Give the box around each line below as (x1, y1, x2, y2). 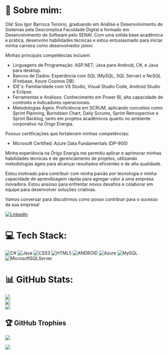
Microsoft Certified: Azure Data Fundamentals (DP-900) (12, 140, 128, 146)
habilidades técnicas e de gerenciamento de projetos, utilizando (5, 155, 137, 161)
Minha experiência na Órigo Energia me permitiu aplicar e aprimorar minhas (5, 150, 161, 156)
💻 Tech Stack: (5, 230, 67, 241)
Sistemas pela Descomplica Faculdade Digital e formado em (5, 26, 129, 32)
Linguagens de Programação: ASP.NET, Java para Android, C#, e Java (12, 62, 158, 68)
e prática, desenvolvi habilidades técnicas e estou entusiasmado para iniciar (5, 37, 163, 43)
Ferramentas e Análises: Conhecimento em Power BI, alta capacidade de (12, 94, 163, 100)
